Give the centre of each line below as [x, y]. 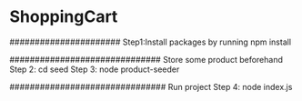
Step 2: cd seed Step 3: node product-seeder [95, 69]
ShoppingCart [64, 17]
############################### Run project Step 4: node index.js [151, 86]
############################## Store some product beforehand [146, 59]
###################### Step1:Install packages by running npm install [151, 42]
